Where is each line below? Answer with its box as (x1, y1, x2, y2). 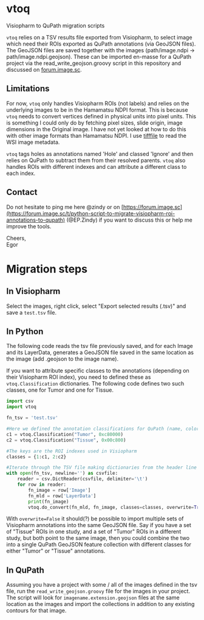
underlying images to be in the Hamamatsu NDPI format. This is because (6, 106, 188, 114)
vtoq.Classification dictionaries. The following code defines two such (6, 380, 185, 387)
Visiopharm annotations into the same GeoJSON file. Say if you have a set (6, 522, 191, 529)
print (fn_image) (28, 499, 69, 505)
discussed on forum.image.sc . (6, 66, 82, 73)
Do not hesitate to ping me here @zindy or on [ (6, 203, 124, 211)
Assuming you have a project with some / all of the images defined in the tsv (6, 581, 197, 588)
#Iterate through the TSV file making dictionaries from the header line (6, 465, 197, 471)
